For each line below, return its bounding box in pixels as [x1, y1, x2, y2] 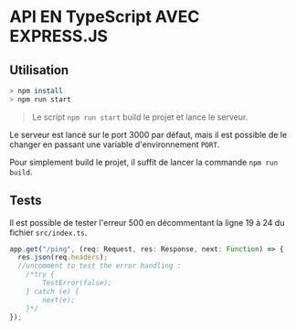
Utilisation [9, 62, 69, 78]
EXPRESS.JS [9, 26, 108, 47]
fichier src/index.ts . [9, 227, 88, 238]
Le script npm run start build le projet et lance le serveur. [31, 112, 248, 122]
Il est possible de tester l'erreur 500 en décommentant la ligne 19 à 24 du [9, 217, 285, 228]
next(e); [42, 295, 76, 304]
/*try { [26, 270, 55, 280]
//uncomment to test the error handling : [17, 261, 182, 271]
